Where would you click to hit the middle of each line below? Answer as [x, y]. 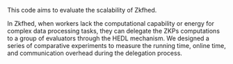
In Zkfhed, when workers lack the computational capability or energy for [111, 23]
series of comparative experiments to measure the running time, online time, [116, 46]
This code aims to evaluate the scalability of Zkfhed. [82, 10]
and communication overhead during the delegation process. [95, 53]
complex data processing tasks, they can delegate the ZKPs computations [114, 31]
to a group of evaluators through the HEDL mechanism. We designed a [109, 38]
